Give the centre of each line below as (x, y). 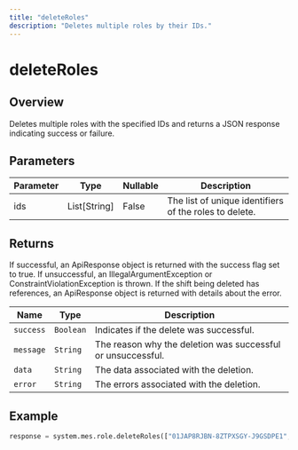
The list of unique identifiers (225, 201)
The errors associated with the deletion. (177, 384)
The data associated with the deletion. (174, 370)
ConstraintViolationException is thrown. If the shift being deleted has (134, 284)
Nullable (141, 186)
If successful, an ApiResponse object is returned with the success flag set (145, 265)
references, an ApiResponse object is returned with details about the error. (145, 293)
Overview (37, 103)
